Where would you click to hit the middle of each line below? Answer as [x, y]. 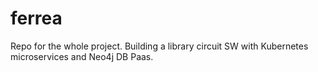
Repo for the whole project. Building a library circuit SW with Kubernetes [159, 46]
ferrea [36, 18]
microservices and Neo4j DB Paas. [82, 56]
